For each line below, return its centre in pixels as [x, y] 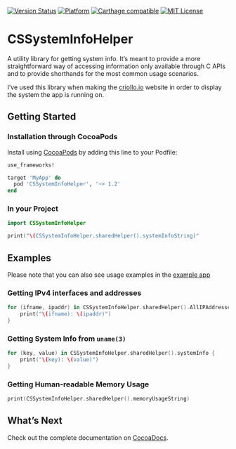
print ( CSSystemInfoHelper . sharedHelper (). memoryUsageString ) [99, 399]
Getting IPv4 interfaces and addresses [74, 293]
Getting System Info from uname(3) [67, 339]
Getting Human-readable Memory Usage [78, 384]
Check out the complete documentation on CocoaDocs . [88, 437]
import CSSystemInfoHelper [47, 223]
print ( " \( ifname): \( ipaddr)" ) [66, 314]
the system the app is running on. [56, 94]
